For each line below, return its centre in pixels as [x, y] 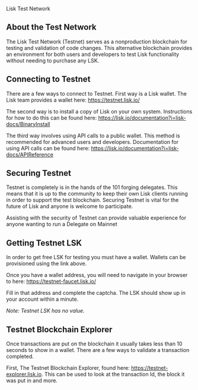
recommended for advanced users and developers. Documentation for [92, 141]
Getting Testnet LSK [44, 243]
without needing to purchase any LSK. [53, 60]
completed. [20, 357]
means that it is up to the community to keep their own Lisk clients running [97, 194]
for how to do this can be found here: [52, 118]
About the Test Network [51, 27]
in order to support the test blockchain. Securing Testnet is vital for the [92, 200]
